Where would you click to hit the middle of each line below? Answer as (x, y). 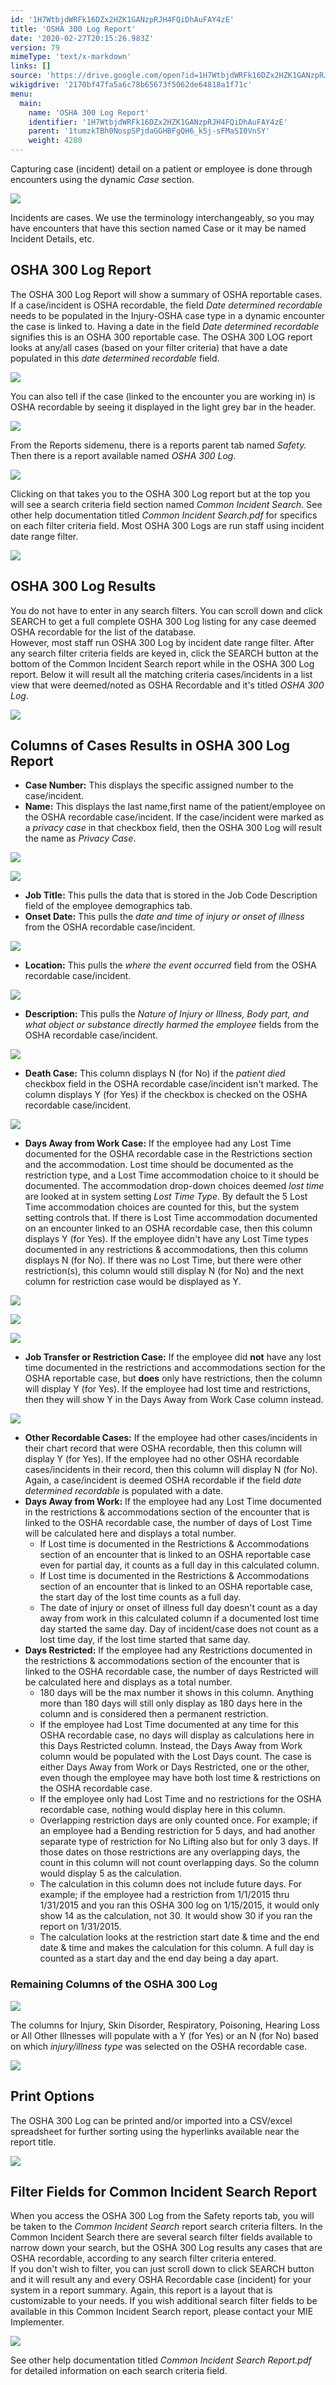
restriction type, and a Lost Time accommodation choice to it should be (172, 1175)
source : (26, 76)
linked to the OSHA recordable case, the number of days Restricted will (171, 1672)
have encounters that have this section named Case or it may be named (158, 228)
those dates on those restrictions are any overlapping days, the (170, 1852)
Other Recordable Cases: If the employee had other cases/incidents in (171, 1438)
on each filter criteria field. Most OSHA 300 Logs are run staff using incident (167, 525)
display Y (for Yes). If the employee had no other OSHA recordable (162, 1459)
